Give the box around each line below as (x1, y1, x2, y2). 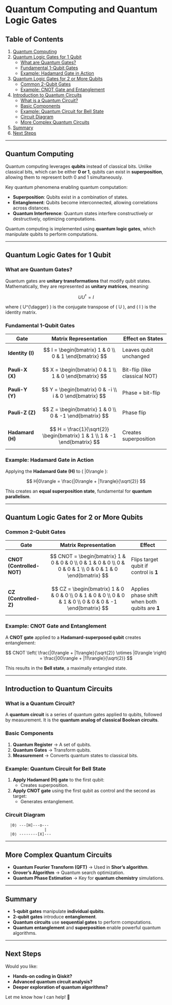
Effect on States (123, 335, 164, 343)
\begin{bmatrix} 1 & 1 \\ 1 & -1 (42, 432, 117, 439)
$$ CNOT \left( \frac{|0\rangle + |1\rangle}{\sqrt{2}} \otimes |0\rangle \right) (5, 649, 167, 656)
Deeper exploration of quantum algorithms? (12, 984, 109, 990)
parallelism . (5, 493, 31, 500)
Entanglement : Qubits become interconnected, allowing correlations (12, 199, 158, 205)
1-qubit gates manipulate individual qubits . (12, 908, 105, 914)
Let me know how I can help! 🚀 (5, 994, 70, 1000)
